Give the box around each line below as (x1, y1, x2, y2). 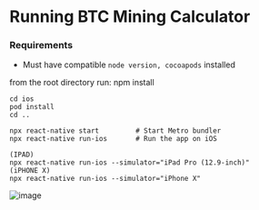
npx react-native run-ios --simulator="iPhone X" (9, 175, 202, 184)
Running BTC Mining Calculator (9, 6, 251, 27)
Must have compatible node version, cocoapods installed (22, 59, 236, 70)
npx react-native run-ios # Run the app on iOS (9, 135, 218, 144)
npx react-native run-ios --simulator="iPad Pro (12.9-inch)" (9, 158, 250, 167)
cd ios (9, 95, 35, 104)
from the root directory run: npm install (9, 77, 154, 88)
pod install (9, 103, 55, 112)
